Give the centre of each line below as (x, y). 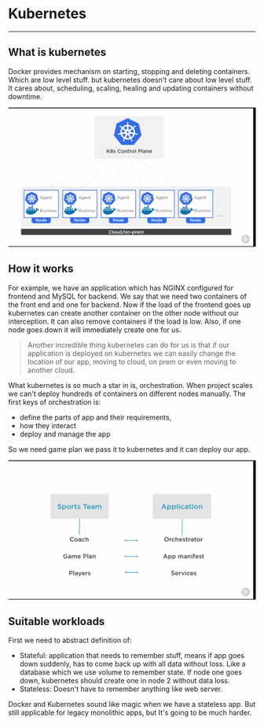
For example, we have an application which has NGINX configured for (121, 287)
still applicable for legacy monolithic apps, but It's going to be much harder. (130, 712)
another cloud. (51, 370)
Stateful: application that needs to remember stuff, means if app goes (132, 656)
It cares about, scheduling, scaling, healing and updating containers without (131, 88)
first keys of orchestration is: (55, 401)
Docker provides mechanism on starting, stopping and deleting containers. (129, 71)
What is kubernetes (57, 52)
